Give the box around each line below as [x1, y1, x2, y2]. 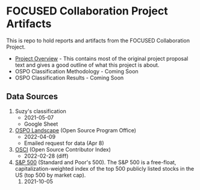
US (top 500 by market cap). [14, 171, 86, 179]
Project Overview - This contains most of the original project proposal [14, 55, 189, 62]
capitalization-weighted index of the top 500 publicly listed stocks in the [14, 165, 195, 172]
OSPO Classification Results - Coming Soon [14, 74, 124, 81]
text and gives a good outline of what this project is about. [14, 61, 160, 69]
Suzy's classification [14, 107, 66, 115]
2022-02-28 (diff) [23, 152, 69, 159]
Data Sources [6, 91, 58, 102]
